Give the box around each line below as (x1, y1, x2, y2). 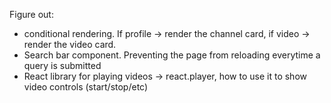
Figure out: (9, 9, 54, 20)
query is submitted (23, 60, 102, 71)
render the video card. (23, 39, 117, 50)
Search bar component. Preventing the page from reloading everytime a (23, 49, 321, 61)
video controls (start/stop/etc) (23, 81, 149, 93)
